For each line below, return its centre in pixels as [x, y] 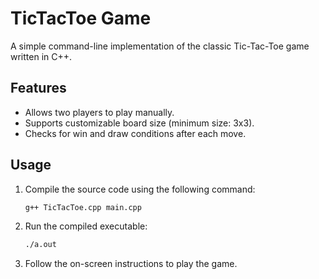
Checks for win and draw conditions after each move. [135, 133]
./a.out [40, 245]
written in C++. [41, 56]
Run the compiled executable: [86, 226]
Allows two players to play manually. [99, 112]
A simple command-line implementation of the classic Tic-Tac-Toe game [160, 46]
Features [38, 88]
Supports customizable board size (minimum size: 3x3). [139, 123]
